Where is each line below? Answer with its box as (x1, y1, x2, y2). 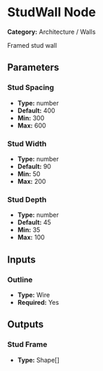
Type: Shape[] (17, 356, 60, 364)
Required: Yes (17, 298, 60, 306)
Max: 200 (17, 177, 46, 185)
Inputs (7, 253, 36, 265)
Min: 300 (17, 113, 45, 122)
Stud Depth (7, 194, 47, 204)
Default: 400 (17, 106, 55, 115)
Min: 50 (17, 170, 41, 178)
